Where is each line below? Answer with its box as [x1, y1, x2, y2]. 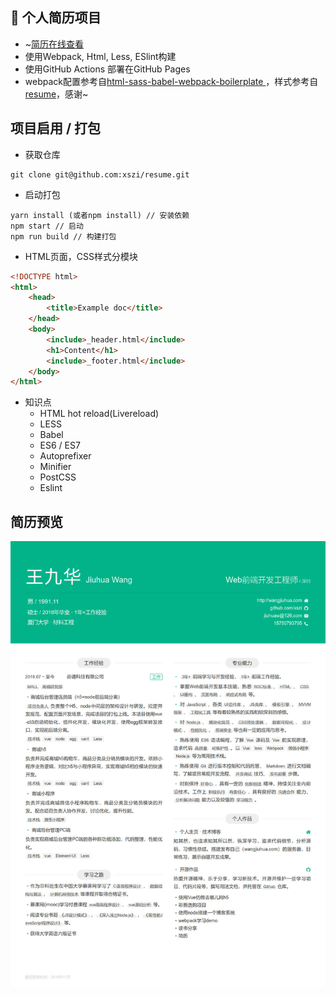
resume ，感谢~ [24, 88, 89, 100]
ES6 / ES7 [39, 439, 81, 452]
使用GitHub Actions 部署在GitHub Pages [24, 63, 191, 75]
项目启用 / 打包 [10, 120, 102, 137]
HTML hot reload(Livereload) [39, 408, 160, 420]
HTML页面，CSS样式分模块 [24, 250, 138, 262]
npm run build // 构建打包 [10, 231, 117, 242]
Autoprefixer [39, 450, 92, 462]
